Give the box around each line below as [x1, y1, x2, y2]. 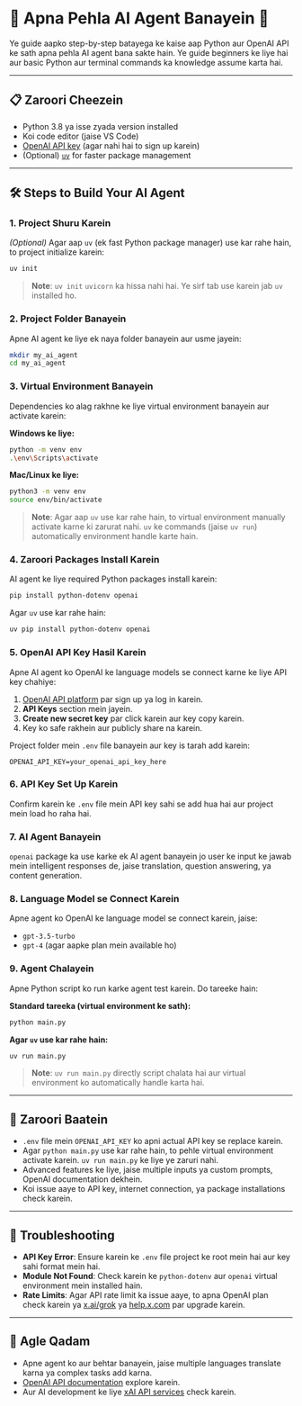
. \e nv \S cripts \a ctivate [9, 454, 99, 463]
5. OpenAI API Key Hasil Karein [9, 646, 147, 659]
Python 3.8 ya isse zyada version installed [22, 121, 179, 131]
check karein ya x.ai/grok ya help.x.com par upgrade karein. [22, 1300, 245, 1311]
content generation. [9, 870, 83, 881]
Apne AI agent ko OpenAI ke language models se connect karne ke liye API [9, 666, 288, 678]
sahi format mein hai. [22, 1261, 101, 1272]
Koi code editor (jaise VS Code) [22, 131, 139, 141]
